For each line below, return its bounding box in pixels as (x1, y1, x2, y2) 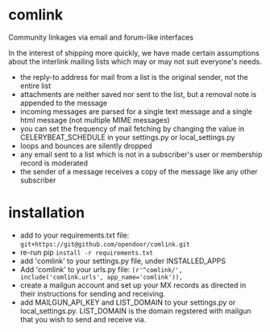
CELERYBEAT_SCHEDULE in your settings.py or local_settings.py (19, 132, 235, 142)
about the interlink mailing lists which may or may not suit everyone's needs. (8, 57, 262, 66)
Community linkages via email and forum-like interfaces (8, 32, 193, 42)
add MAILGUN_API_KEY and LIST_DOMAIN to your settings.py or (19, 297, 236, 307)
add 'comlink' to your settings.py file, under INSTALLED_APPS (19, 256, 226, 266)
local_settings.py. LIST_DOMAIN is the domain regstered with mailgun (19, 305, 251, 316)
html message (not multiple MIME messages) (19, 115, 171, 124)
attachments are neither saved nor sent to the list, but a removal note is (19, 89, 257, 99)
